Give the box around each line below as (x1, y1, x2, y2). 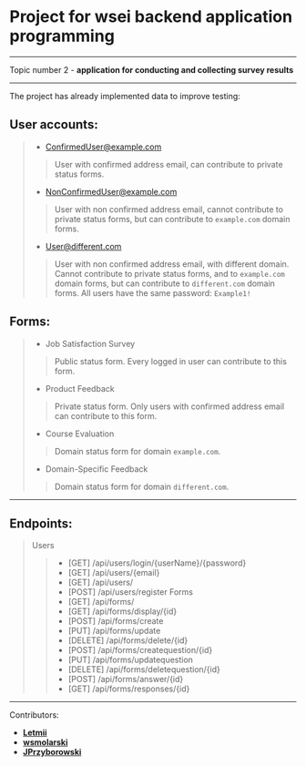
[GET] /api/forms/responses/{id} (67, 683, 190, 694)
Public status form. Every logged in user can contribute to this (54, 355, 287, 366)
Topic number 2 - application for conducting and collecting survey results (9, 64, 294, 75)
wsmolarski (22, 737, 68, 748)
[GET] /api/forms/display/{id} (67, 606, 178, 617)
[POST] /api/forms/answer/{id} (67, 674, 184, 685)
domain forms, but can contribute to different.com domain (54, 278, 276, 289)
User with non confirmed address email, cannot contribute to (54, 203, 284, 215)
